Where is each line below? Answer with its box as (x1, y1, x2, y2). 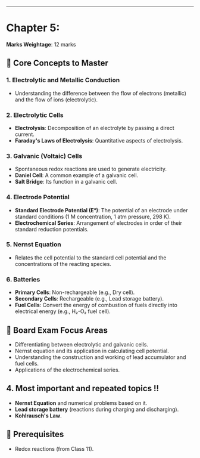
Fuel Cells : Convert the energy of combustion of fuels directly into (14, 302, 177, 309)
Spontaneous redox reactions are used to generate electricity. (14, 165, 167, 173)
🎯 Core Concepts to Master (6, 58, 108, 69)
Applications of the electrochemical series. (14, 366, 120, 373)
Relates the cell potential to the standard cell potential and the (14, 254, 167, 261)
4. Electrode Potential (6, 193, 70, 202)
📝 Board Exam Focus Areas (6, 325, 108, 335)
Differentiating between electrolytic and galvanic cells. (14, 341, 149, 348)
